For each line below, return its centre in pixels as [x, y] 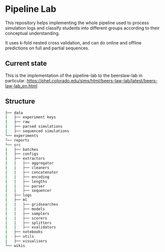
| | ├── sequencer [28, 191]
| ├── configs [22, 154]
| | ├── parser [25, 186]
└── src [13, 145]
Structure [20, 101]
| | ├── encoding [27, 177]
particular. [15, 80]
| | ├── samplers [27, 214]
